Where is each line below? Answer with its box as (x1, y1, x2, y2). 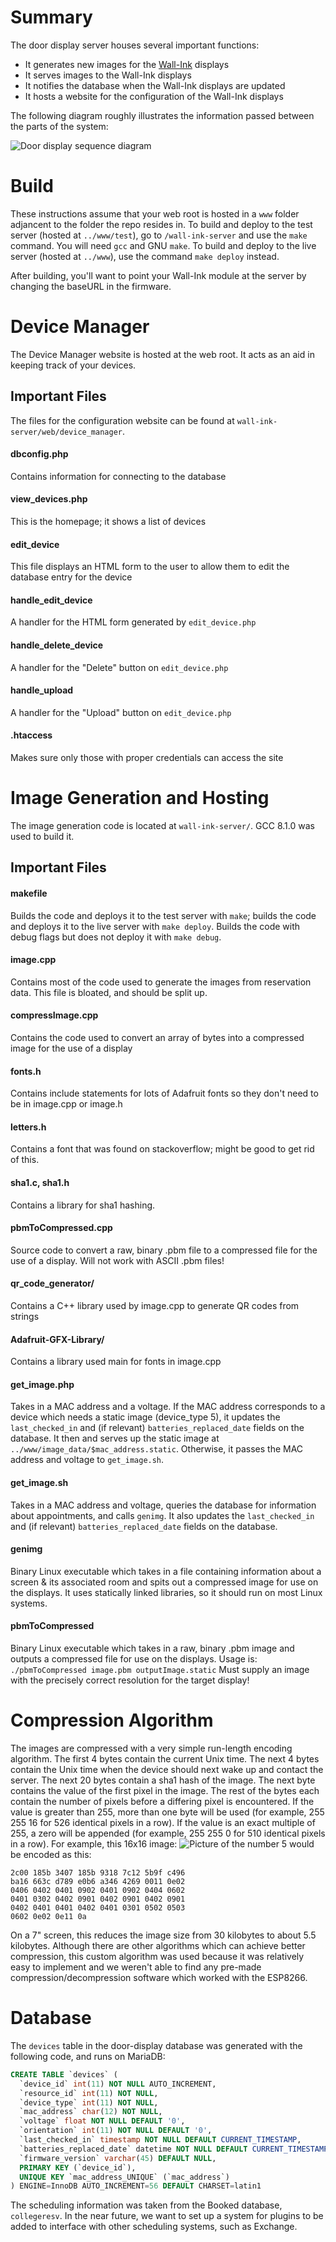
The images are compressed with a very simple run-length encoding (10, 1742, 293, 1754)
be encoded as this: (10, 1848, 92, 1860)
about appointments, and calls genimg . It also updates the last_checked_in (10, 1509, 315, 1521)
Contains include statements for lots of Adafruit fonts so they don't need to (10, 1087, 319, 1100)
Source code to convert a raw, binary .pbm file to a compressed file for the (10, 1244, 318, 1256)
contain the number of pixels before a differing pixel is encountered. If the (10, 1795, 315, 1807)
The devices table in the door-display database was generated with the (10, 2039, 303, 2051)
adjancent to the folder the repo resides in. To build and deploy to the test (10, 218, 313, 230)
